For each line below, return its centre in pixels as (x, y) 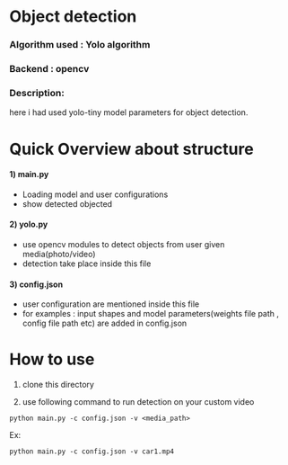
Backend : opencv (49, 69)
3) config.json (36, 284)
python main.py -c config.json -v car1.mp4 (92, 452)
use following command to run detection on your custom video (138, 402)
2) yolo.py (29, 224)
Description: (37, 93)
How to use (52, 359)
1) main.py (29, 174)
